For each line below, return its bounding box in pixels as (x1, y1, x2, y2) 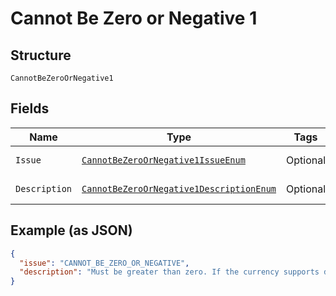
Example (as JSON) (10, 222, 133, 239)
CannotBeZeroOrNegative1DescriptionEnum (81, 183, 277, 194)
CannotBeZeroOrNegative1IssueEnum (81, 154, 246, 166)
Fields (10, 100, 50, 117)
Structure (10, 47, 72, 64)
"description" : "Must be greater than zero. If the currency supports (19, 267, 320, 277)
